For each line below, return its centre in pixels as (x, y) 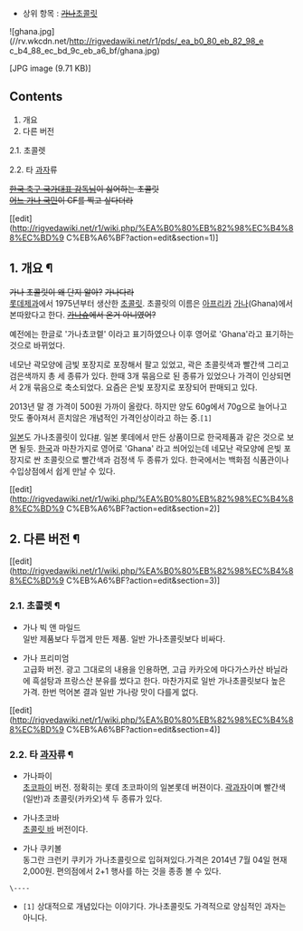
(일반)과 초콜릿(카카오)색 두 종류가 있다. (92, 799)
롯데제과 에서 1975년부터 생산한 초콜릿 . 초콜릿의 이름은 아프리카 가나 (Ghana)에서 (151, 303)
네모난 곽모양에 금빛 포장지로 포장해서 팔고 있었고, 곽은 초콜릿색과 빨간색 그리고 (149, 364)
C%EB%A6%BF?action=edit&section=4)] (143, 729)
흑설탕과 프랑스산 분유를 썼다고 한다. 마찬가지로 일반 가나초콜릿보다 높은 (159, 680)
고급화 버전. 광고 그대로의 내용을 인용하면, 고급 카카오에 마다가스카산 (143, 669)
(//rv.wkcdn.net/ (39, 41)
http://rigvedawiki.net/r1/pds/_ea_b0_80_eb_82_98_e (166, 41)
